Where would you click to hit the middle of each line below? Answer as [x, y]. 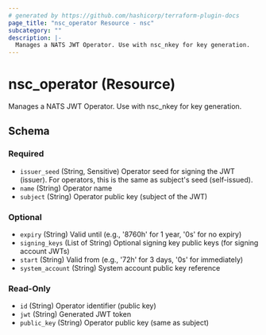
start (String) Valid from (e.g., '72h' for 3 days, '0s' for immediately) [131, 260]
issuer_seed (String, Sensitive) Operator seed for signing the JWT [127, 171]
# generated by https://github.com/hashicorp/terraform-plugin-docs [124, 15]
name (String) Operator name [66, 188]
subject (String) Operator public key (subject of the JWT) [114, 196]
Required [26, 154]
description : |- [35, 38]
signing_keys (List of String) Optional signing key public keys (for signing [139, 243]
